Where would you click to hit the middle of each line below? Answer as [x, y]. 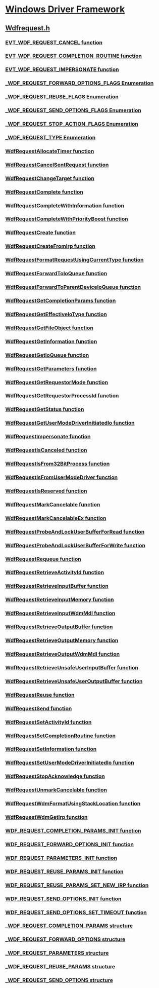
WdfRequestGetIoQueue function [47, 355]
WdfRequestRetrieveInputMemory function [60, 600]
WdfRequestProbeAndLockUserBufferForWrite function [75, 545]
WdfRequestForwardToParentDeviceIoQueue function [73, 287]
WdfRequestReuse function [40, 695]
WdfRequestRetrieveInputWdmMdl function [60, 613]
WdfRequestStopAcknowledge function [55, 776]
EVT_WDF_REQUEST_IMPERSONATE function [62, 69]
